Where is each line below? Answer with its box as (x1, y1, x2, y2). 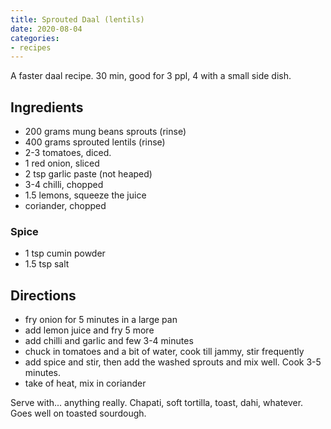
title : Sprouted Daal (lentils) (10, 14, 145, 25)
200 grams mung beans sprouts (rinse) (24, 126, 187, 138)
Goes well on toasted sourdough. (10, 407, 147, 420)
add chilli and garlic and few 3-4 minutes (24, 335, 194, 347)
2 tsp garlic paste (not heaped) (24, 168, 153, 180)
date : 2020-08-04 (10, 24, 83, 34)
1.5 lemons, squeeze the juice (24, 189, 147, 201)
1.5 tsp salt (24, 258, 70, 270)
